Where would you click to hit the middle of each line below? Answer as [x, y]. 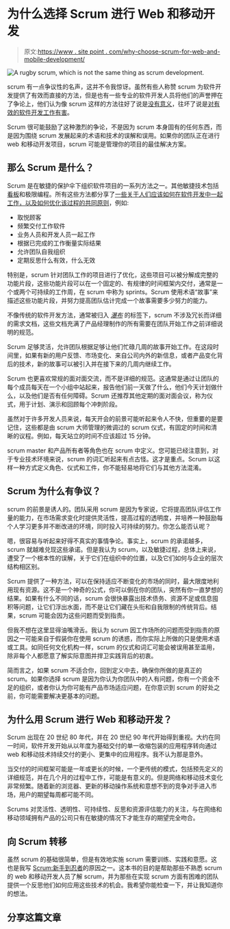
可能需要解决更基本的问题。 [64, 696]
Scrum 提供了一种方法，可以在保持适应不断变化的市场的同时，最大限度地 [110, 581]
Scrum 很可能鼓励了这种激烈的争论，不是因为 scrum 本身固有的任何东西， [112, 127]
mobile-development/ [54, 59]
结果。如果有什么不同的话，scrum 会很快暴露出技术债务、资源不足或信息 [110, 598]
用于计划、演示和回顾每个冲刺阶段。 [70, 404]
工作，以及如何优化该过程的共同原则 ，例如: [68, 202]
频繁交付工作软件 [41, 226]
